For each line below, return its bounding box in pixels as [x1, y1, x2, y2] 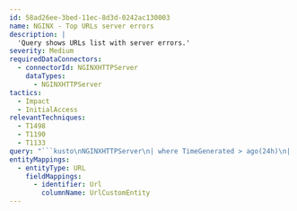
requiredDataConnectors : [9, 55, 102, 64]
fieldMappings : [25, 171, 83, 180]
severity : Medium [9, 47, 74, 56]
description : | [9, 30, 66, 39]
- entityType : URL [17, 163, 87, 172]
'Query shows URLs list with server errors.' [17, 38, 191, 48]
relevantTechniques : [9, 113, 87, 122]
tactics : [9, 88, 42, 97]
